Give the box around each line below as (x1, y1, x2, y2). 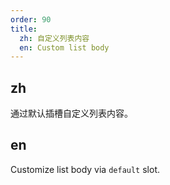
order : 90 (10, 14, 52, 25)
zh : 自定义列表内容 (19, 33, 90, 43)
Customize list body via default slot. (10, 163, 161, 175)
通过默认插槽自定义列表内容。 (10, 107, 133, 120)
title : (10, 24, 38, 34)
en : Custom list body (19, 42, 110, 53)
